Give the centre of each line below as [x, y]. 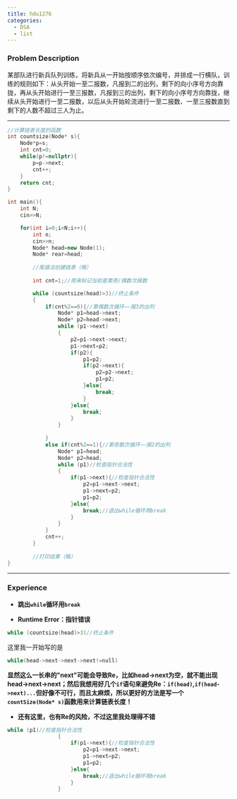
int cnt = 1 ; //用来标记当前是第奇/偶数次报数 [90, 280]
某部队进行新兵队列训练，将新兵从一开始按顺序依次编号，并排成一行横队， [115, 74]
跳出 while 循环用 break [49, 604]
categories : [25, 21]
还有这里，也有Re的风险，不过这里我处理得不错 [86, 716]
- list [23, 34]
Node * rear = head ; [58, 254]
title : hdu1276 [30, 14]
